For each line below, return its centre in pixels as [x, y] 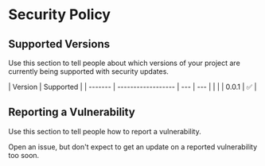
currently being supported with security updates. [89, 71]
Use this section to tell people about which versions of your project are [124, 63]
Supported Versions [59, 44]
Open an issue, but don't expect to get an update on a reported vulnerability [133, 147]
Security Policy [60, 15]
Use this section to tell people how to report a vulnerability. [105, 131]
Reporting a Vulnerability [72, 112]
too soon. [24, 155]
